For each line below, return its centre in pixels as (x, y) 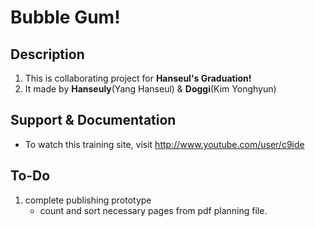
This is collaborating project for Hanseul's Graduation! (138, 78)
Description (47, 54)
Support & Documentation (93, 120)
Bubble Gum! (65, 17)
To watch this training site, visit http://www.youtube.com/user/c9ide (164, 144)
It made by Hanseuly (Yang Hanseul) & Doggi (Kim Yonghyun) (150, 89)
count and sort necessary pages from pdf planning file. (153, 210)
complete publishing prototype (88, 200)
